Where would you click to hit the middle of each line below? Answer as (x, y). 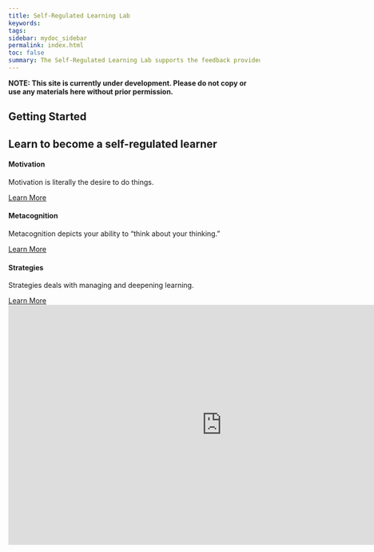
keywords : (25, 23)
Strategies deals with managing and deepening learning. (101, 286)
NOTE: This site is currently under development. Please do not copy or (127, 83)
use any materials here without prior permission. (91, 91)
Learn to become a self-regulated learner (113, 144)
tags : (17, 30)
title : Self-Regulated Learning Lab (69, 16)
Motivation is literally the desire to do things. (81, 182)
